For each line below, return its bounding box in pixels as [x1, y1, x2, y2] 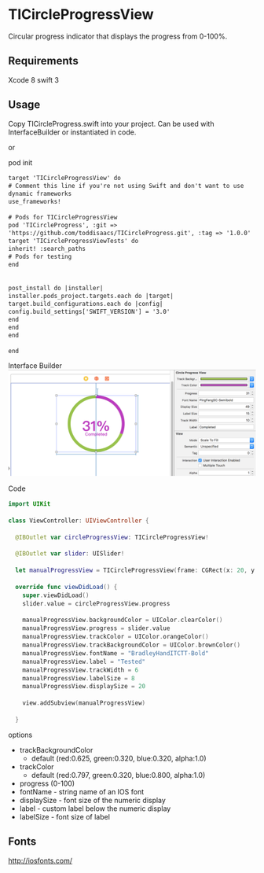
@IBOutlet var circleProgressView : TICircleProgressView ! [15, 533, 210, 541]
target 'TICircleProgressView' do [8, 174, 122, 182]
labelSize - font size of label [19, 812, 110, 821]
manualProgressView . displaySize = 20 [22, 683, 146, 691]
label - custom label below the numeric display [19, 804, 171, 813]
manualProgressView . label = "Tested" [22, 658, 146, 665]
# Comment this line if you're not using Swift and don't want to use [8, 182, 244, 190]
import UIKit [8, 500, 51, 508]
